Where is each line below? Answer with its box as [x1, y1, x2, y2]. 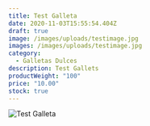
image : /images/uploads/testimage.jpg [8, 34, 139, 43]
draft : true [8, 27, 48, 35]
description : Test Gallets [8, 65, 99, 73]
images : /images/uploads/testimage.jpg [8, 42, 143, 50]
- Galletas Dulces [15, 57, 78, 65]
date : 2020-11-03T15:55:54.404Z [8, 19, 117, 27]
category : [8, 49, 42, 57]
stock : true [8, 86, 48, 95]
